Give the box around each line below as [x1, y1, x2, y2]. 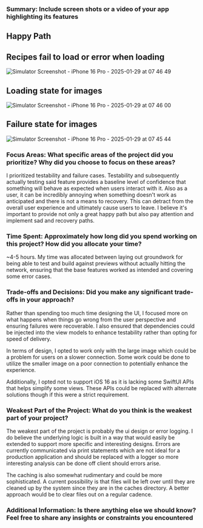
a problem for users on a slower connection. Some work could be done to [6, 353, 190, 360]
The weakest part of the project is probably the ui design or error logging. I [6, 427, 193, 435]
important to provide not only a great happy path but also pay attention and [6, 211, 194, 218]
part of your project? [6, 413, 68, 422]
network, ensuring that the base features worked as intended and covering [6, 266, 193, 274]
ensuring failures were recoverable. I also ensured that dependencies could [6, 322, 195, 330]
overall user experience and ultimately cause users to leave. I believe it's [6, 204, 188, 211]
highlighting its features [6, 12, 79, 21]
